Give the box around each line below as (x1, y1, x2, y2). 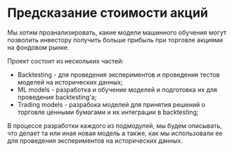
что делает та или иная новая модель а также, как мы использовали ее (7, 129, 223, 137)
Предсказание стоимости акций (7, 5, 209, 21)
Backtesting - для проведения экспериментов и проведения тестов (17, 70, 220, 79)
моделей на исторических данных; (17, 77, 123, 86)
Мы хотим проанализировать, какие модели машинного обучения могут (7, 28, 227, 37)
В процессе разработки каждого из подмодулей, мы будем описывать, (7, 121, 223, 129)
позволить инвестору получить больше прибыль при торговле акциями (7, 35, 223, 44)
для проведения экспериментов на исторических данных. (7, 136, 183, 145)
